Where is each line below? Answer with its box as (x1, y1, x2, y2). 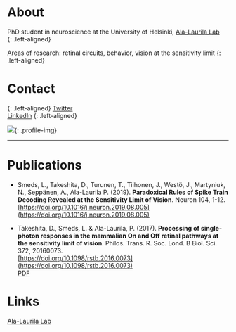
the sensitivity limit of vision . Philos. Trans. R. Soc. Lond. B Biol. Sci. (17, 238, 218, 247)
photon (17, 231, 40, 240)
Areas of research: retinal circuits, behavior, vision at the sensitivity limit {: (7, 49, 221, 57)
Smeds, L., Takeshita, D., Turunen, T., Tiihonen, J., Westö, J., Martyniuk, (17, 180, 226, 189)
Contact (7, 81, 55, 97)
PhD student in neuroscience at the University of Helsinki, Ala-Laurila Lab (7, 27, 220, 36)
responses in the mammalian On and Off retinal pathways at (40, 231, 219, 240)
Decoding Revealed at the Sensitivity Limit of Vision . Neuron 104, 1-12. (17, 195, 226, 204)
